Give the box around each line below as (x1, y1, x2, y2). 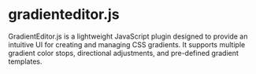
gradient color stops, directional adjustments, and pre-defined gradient (8, 48, 239, 57)
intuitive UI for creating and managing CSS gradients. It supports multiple (8, 39, 246, 49)
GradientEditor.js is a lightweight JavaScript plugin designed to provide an (8, 31, 248, 41)
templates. (8, 57, 43, 66)
